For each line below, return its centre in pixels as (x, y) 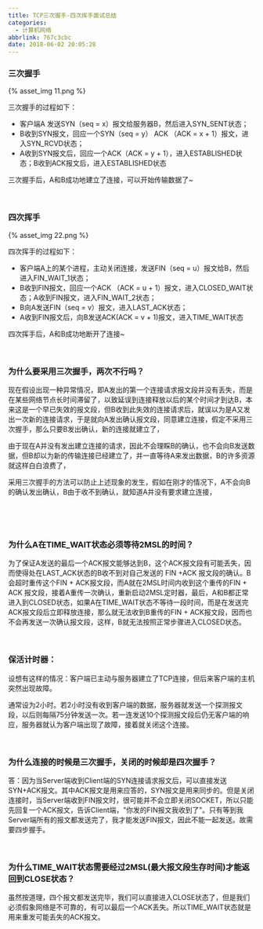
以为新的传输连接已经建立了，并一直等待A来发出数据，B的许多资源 (148, 455)
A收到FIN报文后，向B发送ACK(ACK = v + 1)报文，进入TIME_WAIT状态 (131, 317)
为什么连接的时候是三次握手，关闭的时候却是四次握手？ (112, 762)
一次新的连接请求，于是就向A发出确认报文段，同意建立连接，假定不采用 (130, 419)
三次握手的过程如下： (42, 108)
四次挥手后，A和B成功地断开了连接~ (67, 334)
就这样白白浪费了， (39, 466)
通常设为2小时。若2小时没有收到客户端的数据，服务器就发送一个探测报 (122, 704)
